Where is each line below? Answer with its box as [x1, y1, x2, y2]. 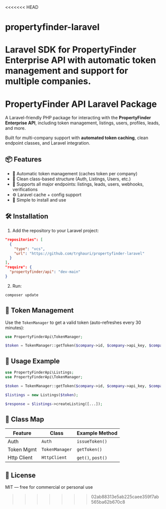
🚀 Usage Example [5, 356, 60, 365]
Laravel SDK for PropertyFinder [5, 44, 137, 55]
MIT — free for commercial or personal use [5, 484, 93, 490]
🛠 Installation [5, 212, 48, 220]
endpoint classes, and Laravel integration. [5, 140, 90, 146]
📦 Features [5, 155, 42, 163]
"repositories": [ [5, 237, 43, 242]
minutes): [5, 324, 25, 331]
